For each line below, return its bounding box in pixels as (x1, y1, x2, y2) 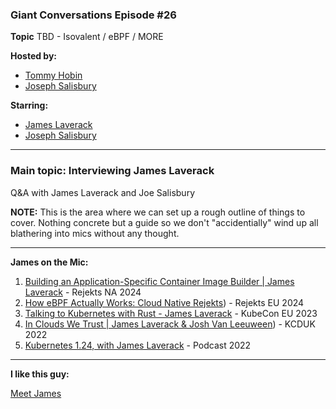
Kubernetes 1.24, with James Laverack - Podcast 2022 (24, 339, 252, 351)
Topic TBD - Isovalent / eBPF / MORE (10, 31, 164, 43)
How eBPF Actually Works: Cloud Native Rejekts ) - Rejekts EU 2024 (24, 296, 305, 308)
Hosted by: (10, 50, 58, 62)
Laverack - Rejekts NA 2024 (24, 286, 142, 298)
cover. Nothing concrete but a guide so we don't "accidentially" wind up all (10, 216, 319, 228)
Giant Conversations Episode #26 (10, 8, 177, 22)
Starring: (10, 99, 49, 112)
